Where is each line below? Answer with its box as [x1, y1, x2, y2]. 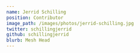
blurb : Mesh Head [6, 37, 50, 43]
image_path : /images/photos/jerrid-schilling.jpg [6, 20, 135, 26]
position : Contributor [6, 15, 64, 21]
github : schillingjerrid [6, 32, 69, 38]
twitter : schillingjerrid [6, 26, 72, 32]
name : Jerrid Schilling [6, 9, 67, 15]
